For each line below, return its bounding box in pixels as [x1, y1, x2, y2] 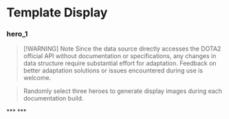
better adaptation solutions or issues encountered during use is [23, 66, 204, 75]
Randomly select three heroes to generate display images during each [23, 87, 223, 95]
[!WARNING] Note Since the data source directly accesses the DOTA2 [23, 44, 221, 53]
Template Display [6, 5, 108, 21]
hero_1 [6, 29, 28, 39]
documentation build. [23, 94, 84, 103]
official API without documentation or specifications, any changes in [23, 52, 217, 60]
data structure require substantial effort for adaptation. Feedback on [23, 59, 217, 68]
